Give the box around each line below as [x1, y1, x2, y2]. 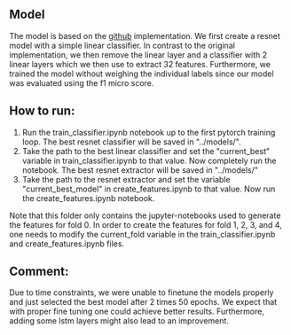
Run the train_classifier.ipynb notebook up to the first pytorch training [21, 127, 276, 137]
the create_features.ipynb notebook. [21, 192, 155, 203]
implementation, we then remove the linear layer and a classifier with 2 [9, 49, 268, 60]
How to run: [9, 104, 75, 119]
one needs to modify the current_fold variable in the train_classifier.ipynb [9, 229, 276, 239]
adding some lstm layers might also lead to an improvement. [9, 316, 229, 326]
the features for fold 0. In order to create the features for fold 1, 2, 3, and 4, [9, 219, 282, 230]
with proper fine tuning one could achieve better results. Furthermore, [9, 306, 264, 317]
